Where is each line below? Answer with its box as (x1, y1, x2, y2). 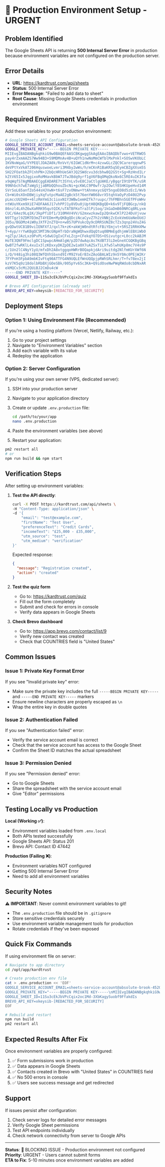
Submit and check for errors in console (19, 604, 99, 610)
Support (5, 1094, 31, 1103)
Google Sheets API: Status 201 (12, 838, 74, 845)
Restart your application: (12, 438, 62, 443)
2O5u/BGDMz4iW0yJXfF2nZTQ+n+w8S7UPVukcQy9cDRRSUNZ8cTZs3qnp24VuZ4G (5, 220, 146, 225)
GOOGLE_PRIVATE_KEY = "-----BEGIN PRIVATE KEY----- (5, 147, 109, 152)
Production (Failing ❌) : (5, 853, 52, 859)
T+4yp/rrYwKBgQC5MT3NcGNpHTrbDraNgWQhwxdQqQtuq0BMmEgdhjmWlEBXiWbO (5, 229, 146, 234)
